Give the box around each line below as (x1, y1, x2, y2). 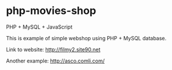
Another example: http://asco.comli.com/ (6, 57, 105, 64)
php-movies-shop (6, 4, 97, 17)
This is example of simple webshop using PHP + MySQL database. (6, 34, 167, 41)
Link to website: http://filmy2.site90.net (6, 45, 101, 53)
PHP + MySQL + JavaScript (6, 23, 73, 30)
